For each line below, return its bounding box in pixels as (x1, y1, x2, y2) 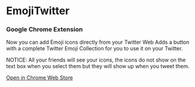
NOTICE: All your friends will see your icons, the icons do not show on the (6, 56, 186, 63)
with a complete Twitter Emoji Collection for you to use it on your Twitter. (6, 45, 183, 52)
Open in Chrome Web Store (6, 74, 73, 81)
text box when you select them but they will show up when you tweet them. (6, 63, 190, 70)
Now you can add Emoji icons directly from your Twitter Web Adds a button (6, 38, 190, 46)
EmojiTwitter (6, 4, 70, 18)
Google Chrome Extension (6, 25, 83, 34)
